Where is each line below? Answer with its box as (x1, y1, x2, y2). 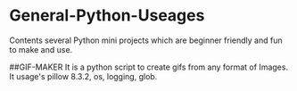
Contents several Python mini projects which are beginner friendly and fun (9, 35, 283, 45)
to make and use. (9, 44, 73, 54)
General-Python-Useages (9, 5, 205, 26)
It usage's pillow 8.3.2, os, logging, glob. (9, 70, 158, 81)
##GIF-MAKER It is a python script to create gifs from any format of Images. (9, 62, 288, 72)
